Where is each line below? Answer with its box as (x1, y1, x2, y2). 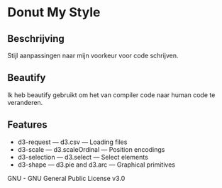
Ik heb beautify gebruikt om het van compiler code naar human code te (7, 90, 216, 99)
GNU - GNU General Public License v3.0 (7, 174, 126, 182)
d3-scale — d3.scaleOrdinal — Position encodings (17, 145, 165, 153)
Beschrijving (7, 33, 65, 45)
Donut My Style (7, 4, 101, 21)
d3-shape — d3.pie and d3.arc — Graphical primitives (17, 160, 176, 169)
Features (7, 118, 48, 131)
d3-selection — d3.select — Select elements (17, 153, 149, 161)
